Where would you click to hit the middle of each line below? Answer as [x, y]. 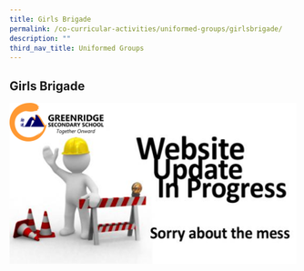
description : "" [40, 38]
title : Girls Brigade [51, 19]
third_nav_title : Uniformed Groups [77, 48]
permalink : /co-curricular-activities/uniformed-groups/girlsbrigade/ [146, 29]
